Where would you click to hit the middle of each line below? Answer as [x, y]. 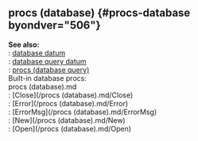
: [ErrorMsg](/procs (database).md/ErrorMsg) [83, 112]
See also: [24, 44]
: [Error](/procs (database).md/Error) [68, 103]
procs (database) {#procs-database [99, 13]
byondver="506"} [54, 26]
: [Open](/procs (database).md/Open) [70, 128]
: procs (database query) [49, 70]
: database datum [37, 53]
